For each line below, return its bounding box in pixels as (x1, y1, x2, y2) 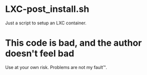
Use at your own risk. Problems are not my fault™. (5, 64, 107, 70)
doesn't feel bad (5, 48, 74, 59)
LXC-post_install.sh (5, 3, 89, 15)
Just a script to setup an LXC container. (5, 20, 86, 26)
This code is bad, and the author (5, 37, 142, 49)
